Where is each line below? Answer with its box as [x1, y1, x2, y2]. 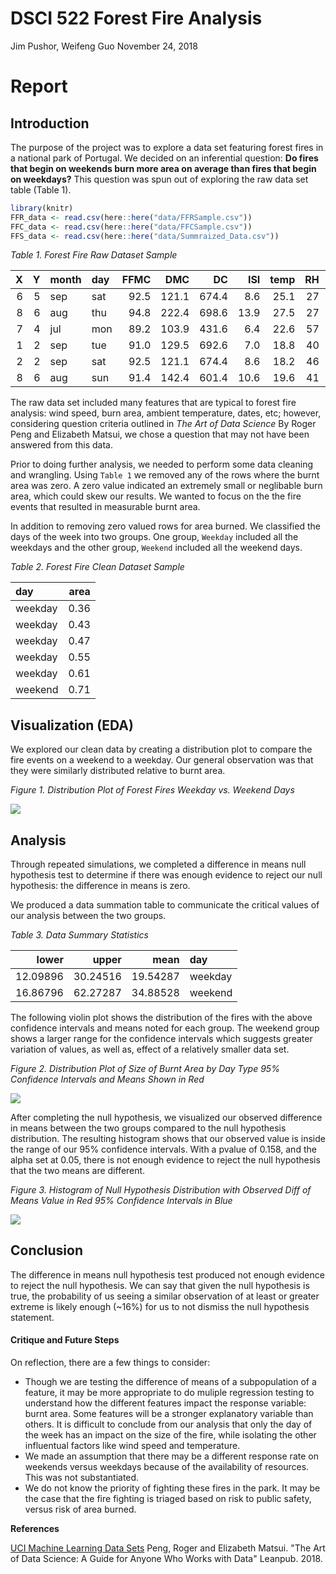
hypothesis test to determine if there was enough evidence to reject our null [10, 869, 323, 881]
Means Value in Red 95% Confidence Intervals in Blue [10, 1195, 233, 1207]
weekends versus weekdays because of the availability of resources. [24, 1461, 310, 1473]
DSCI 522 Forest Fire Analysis [10, 7, 263, 30]
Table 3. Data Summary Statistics [10, 929, 149, 941]
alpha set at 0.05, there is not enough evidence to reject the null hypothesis [10, 1154, 321, 1166]
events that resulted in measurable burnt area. [10, 501, 201, 513]
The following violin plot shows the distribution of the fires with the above [10, 1012, 313, 1024]
